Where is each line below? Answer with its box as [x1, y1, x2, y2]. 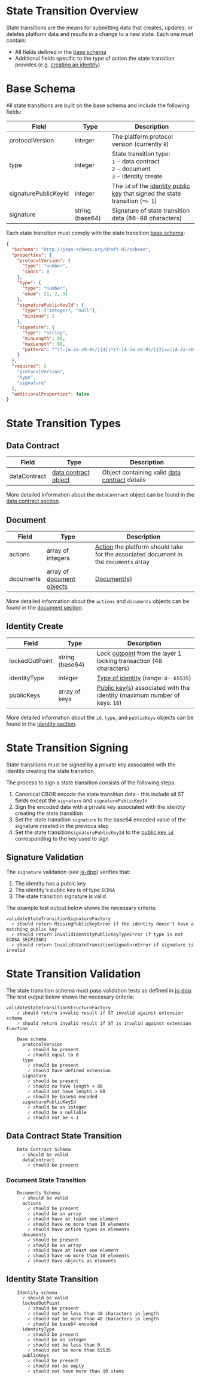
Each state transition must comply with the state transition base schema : [6, 229, 185, 236]
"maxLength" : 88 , [22, 341, 66, 347]
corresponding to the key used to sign [14, 835, 109, 842]
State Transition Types [6, 417, 121, 430]
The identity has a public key [14, 879, 86, 887]
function [6, 1025, 28, 1031]
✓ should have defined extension [28, 1067, 111, 1073]
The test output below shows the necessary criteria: [6, 993, 135, 1000]
